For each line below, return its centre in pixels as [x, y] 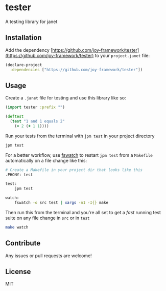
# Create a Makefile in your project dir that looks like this [74, 170]
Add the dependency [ [29, 50]
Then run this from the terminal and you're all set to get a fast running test [83, 212]
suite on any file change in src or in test [48, 218]
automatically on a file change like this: [46, 160]
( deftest [15, 117]
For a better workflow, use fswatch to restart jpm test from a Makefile [79, 155]
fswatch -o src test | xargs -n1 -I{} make [62, 203]
